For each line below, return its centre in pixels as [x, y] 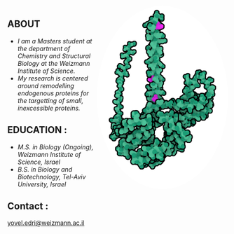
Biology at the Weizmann [54, 63]
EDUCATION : [37, 130]
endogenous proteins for [53, 93]
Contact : [28, 206]
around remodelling [46, 85]
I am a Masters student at [55, 41]
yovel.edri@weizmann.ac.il [46, 223]
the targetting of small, [50, 100]
